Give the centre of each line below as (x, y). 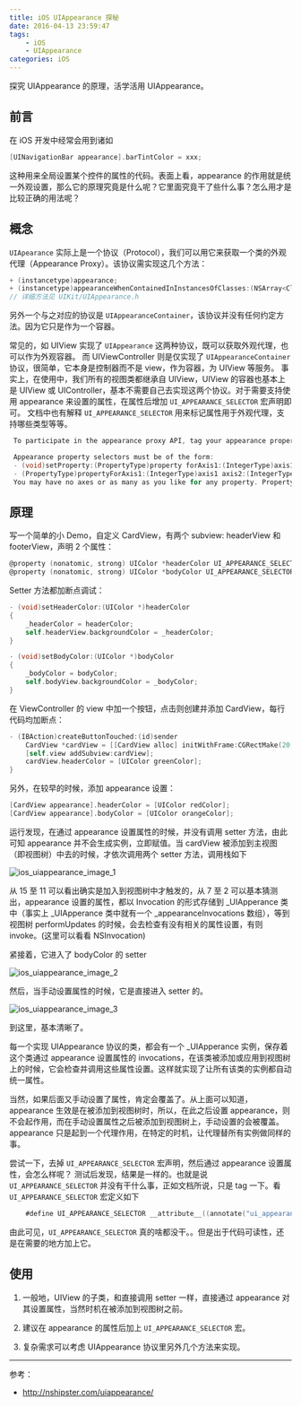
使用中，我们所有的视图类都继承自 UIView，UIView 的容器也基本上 (163, 379)
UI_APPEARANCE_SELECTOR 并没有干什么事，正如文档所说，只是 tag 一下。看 (145, 1185)
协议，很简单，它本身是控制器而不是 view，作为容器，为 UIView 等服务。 (144, 368)
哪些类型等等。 (44, 424)
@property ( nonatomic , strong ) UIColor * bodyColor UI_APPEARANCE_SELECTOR (152, 572)
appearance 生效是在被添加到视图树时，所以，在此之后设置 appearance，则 (150, 1110)
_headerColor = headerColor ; (80, 624)
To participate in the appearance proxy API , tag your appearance (140, 441)
